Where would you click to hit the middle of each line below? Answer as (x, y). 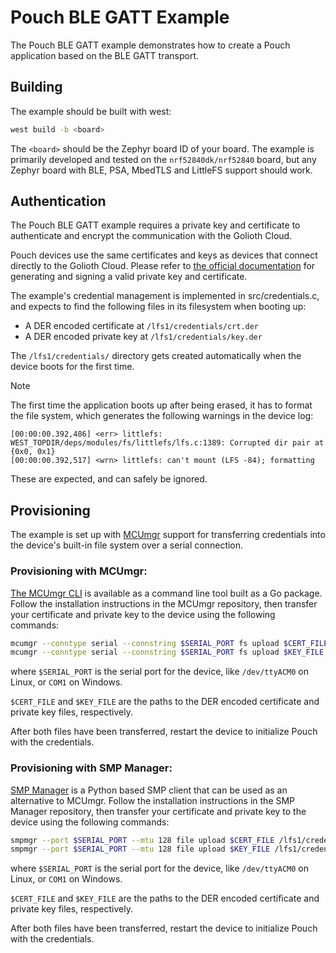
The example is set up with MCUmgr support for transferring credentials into (168, 535)
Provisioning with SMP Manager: (91, 768)
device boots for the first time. (72, 367)
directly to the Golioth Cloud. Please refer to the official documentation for (163, 266)
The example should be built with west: (91, 111)
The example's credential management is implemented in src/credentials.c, (165, 296)
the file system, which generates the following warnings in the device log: (162, 416)
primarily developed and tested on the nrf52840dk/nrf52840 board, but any (163, 159)
